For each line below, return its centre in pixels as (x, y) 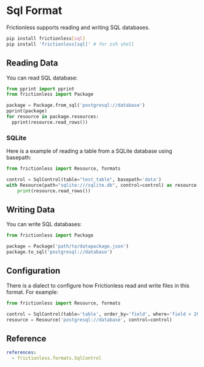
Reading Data (32, 63)
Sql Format (34, 11)
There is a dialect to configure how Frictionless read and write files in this (98, 285)
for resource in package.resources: (53, 116)
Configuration (33, 271)
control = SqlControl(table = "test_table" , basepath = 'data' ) (84, 180)
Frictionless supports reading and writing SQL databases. (78, 27)
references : (21, 352)
